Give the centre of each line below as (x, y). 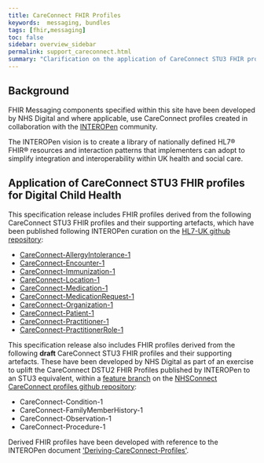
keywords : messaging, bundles (59, 23)
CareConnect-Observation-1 (65, 418)
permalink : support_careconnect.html (70, 52)
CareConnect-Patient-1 (57, 313)
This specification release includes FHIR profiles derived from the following (130, 214)
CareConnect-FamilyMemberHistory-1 (81, 410)
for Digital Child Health (65, 196)
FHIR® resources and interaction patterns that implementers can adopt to (126, 150)
